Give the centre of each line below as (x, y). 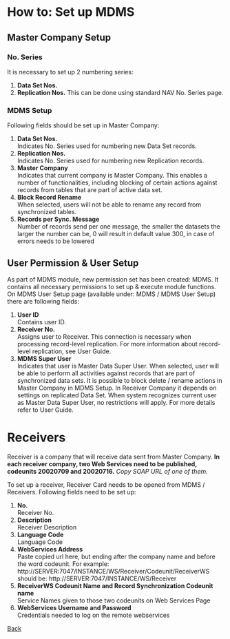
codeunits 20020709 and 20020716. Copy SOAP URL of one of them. (107, 471)
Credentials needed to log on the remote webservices (93, 615)
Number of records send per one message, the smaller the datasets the (118, 227)
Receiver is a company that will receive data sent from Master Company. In (114, 457)
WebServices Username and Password (74, 607)
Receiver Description (47, 527)
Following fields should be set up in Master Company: (83, 125)
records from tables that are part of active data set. (90, 190)
